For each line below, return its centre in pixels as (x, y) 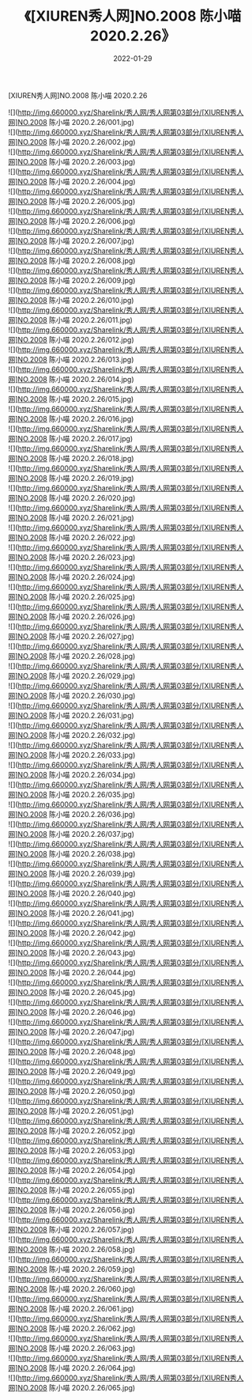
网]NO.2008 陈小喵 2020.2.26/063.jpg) (72, 1348)
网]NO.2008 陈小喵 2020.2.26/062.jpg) (72, 1328)
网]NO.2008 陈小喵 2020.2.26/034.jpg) (72, 774)
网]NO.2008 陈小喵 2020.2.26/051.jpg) (71, 1111)
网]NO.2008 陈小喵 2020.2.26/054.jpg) (72, 1170)
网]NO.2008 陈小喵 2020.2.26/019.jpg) (71, 478)
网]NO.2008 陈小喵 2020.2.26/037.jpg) (71, 834)
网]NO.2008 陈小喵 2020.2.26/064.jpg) (72, 1368)
